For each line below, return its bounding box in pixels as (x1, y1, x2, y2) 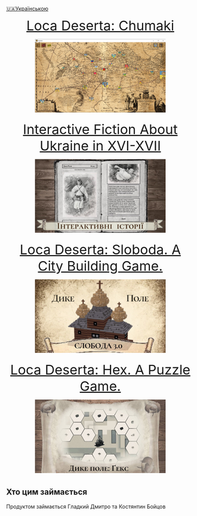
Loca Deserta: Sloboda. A (20, 241, 181, 259)
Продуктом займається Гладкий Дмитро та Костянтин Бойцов (6, 503, 166, 510)
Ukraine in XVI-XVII (39, 137, 161, 155)
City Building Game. (38, 257, 163, 275)
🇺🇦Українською (6, 5, 49, 12)
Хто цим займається (6, 487, 88, 497)
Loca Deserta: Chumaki (26, 17, 175, 34)
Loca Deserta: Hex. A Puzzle (10, 361, 191, 379)
